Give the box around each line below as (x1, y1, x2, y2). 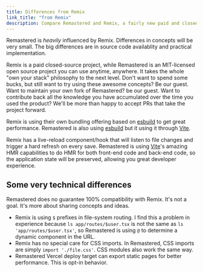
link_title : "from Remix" (6, 15, 71, 21)
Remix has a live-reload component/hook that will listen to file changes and (6, 136, 193, 144)
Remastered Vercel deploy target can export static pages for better (14, 253, 182, 260)
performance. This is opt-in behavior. (14, 259, 108, 267)
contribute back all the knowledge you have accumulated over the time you (6, 93, 194, 101)
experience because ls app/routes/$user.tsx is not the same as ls (14, 221, 184, 228)
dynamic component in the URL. (14, 233, 95, 240)
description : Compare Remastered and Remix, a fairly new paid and (6, 20, 180, 26)
